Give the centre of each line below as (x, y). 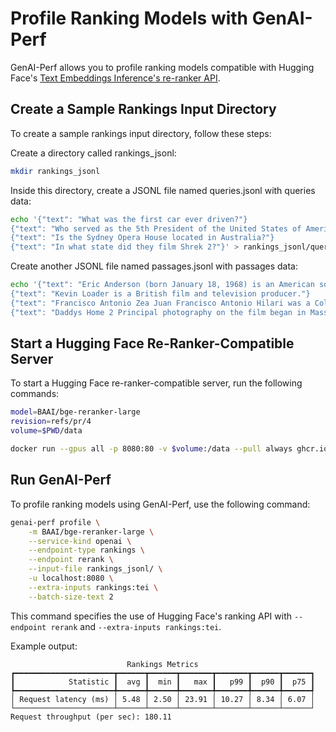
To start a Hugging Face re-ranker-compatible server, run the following (156, 383)
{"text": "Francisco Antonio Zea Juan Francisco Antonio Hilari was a (160, 303)
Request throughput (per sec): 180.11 (91, 717)
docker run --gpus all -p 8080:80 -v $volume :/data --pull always (151, 449)
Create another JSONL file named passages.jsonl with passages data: (154, 266)
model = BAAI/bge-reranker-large (75, 412)
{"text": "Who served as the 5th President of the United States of (156, 228)
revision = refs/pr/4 (51, 422)
